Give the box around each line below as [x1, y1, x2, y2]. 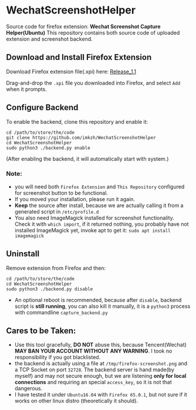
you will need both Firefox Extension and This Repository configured [14, 183, 185, 190]
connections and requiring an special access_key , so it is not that [14, 379, 172, 386]
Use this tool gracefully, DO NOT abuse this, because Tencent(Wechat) [14, 341, 187, 348]
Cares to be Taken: [6, 326, 76, 336]
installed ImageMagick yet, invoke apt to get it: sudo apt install [14, 226, 171, 233]
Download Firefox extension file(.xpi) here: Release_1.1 [6, 68, 137, 75]
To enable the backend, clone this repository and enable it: [6, 118, 148, 125]
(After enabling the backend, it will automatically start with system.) [6, 155, 169, 162]
